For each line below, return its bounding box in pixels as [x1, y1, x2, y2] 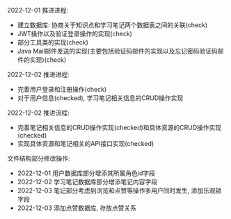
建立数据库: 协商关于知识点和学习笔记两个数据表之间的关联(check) [17, 21, 208, 29]
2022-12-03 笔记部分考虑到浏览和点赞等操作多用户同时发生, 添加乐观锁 [17, 186, 222, 195]
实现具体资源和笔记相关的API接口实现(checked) [17, 140, 154, 147]
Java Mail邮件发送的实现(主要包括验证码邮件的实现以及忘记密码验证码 [17, 47, 218, 55]
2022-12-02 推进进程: [7, 70, 70, 79]
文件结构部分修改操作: [7, 154, 71, 162]
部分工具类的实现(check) [17, 38, 89, 47]
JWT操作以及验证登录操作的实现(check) [17, 30, 132, 38]
